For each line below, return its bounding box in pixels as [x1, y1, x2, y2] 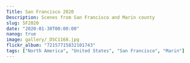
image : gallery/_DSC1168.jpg [6, 37, 80, 43]
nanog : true [6, 31, 36, 37]
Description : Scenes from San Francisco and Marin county [6, 14, 155, 20]
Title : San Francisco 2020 [6, 8, 74, 15]
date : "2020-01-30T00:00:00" [6, 25, 80, 32]
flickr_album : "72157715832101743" [6, 43, 96, 49]
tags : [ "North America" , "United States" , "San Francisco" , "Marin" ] [6, 48, 185, 54]
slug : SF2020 [6, 20, 39, 26]
